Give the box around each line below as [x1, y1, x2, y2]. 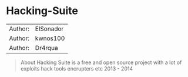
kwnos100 [35, 34, 65, 42]
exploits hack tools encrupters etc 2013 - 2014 [20, 65, 133, 72]
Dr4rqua [35, 43, 59, 52]
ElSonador [35, 25, 64, 33]
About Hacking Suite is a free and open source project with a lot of [20, 59, 182, 66]
